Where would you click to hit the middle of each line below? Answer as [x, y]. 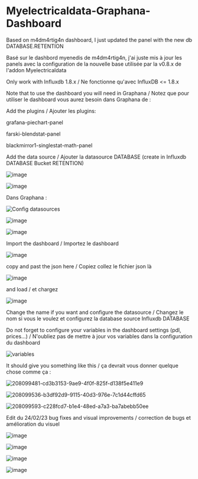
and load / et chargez [32, 289]
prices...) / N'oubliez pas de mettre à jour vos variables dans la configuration [99, 336]
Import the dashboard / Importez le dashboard [63, 243]
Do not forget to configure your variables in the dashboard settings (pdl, [94, 330]
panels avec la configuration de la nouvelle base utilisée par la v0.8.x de [94, 64]
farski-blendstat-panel [33, 134]
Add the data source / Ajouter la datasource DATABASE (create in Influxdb [96, 157]
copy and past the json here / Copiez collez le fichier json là [79, 266]
